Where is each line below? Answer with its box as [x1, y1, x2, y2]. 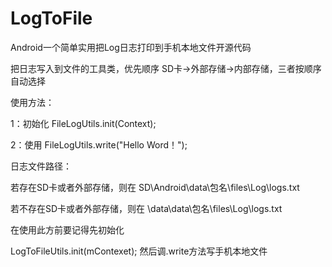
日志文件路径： [10, 160, 72, 172]
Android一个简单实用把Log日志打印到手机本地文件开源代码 [10, 41, 252, 53]
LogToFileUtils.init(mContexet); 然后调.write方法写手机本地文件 [10, 245, 268, 257]
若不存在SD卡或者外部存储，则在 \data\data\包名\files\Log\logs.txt [10, 202, 283, 214]
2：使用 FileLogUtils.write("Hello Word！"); [10, 138, 188, 151]
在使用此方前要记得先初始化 [10, 223, 125, 236]
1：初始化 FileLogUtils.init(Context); [10, 117, 157, 129]
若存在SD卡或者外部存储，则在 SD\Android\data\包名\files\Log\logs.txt [10, 181, 300, 193]
